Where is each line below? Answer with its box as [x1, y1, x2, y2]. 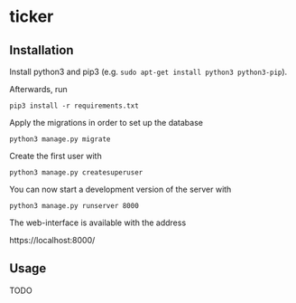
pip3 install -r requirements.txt [9, 101, 140, 110]
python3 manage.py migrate [9, 135, 111, 144]
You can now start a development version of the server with [9, 184, 232, 194]
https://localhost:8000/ [9, 235, 96, 245]
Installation [9, 43, 74, 58]
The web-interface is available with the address [9, 217, 187, 228]
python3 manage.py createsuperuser [9, 168, 143, 177]
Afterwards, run [9, 84, 68, 94]
